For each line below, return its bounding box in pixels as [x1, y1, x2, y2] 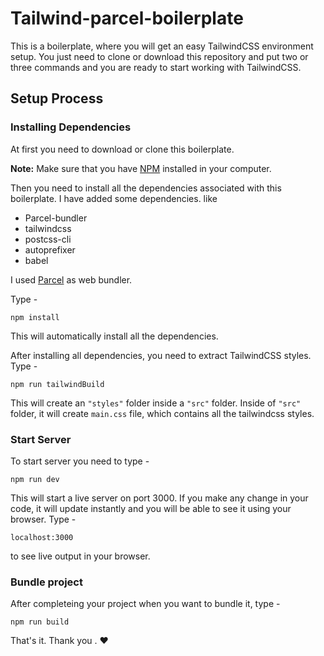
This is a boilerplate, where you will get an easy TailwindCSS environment [10, 40, 314, 52]
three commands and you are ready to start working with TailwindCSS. [10, 61, 302, 73]
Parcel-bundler [24, 212, 88, 224]
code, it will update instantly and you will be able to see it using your [10, 502, 292, 514]
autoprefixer [24, 243, 76, 256]
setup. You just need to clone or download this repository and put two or [10, 50, 309, 62]
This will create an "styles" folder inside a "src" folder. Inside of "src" [10, 397, 302, 409]
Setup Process [10, 90, 104, 107]
